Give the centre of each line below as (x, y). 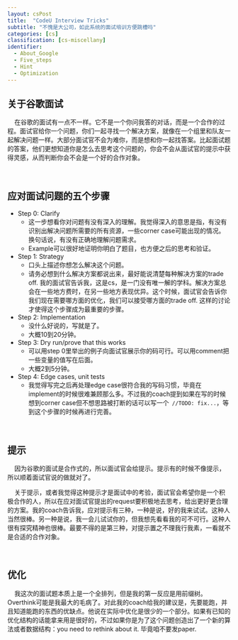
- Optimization (36, 73)
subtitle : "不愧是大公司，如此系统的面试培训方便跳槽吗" (82, 27)
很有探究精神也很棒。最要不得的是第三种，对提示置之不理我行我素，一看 (113, 528)
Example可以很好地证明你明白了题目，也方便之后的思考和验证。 (121, 248)
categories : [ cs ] (33, 34)
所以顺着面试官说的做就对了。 (51, 477)
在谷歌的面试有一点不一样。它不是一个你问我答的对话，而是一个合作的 (117, 122)
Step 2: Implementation (52, 317)
